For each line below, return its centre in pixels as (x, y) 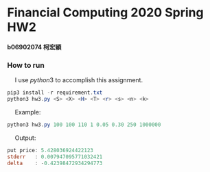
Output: (25, 138)
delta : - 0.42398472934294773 (55, 163)
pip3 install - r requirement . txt (55, 93)
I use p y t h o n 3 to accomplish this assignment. (79, 80)
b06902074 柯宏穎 (34, 47)
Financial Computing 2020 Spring (105, 13)
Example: (28, 112)
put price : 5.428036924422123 (50, 150)
